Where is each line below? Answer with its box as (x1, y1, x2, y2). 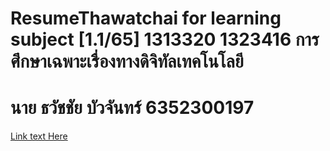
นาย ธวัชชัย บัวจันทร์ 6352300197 (10, 97, 255, 119)
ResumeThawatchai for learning (10, 7, 282, 30)
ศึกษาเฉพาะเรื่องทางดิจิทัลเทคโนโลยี (10, 50, 244, 73)
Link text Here (10, 130, 68, 142)
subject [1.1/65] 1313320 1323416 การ (10, 28, 320, 51)
